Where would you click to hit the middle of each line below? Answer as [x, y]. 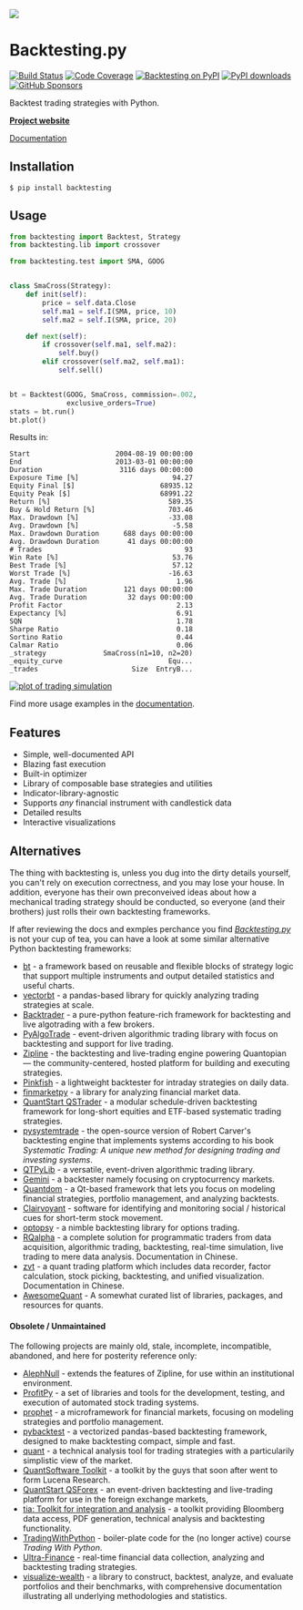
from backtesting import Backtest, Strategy [95, 237]
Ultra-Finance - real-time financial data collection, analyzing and [144, 1557]
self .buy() [79, 354]
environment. [47, 1383]
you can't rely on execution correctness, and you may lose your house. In [147, 883]
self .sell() [81, 370]
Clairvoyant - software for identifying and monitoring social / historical [154, 1208]
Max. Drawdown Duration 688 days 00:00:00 [101, 534]
